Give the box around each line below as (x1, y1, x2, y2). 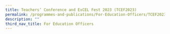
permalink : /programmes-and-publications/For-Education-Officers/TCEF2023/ (5, 12, 168, 17)
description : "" (5, 16, 39, 21)
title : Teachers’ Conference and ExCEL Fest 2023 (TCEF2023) (5, 7, 137, 12)
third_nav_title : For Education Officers (5, 21, 94, 26)
